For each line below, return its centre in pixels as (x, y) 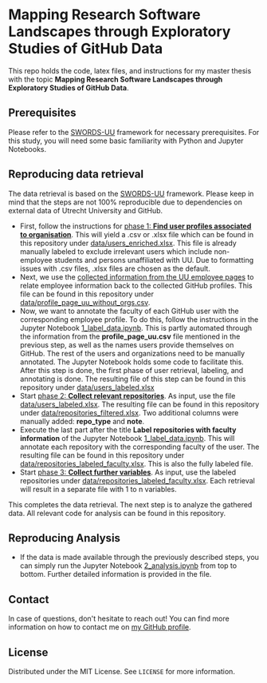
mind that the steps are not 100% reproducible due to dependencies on (126, 202)
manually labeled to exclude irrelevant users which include (116, 251)
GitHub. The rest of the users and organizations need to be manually (132, 353)
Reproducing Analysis (65, 538)
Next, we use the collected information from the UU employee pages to (137, 276)
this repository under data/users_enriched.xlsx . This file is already (128, 243)
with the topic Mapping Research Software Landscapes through (116, 79)
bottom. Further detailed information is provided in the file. (116, 574)
